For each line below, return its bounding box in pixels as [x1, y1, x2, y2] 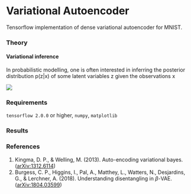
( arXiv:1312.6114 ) [14, 162, 56, 169]
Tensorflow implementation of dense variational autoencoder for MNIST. [6, 24, 183, 31]
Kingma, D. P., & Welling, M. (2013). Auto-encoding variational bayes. [14, 156, 183, 163]
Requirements [6, 98, 48, 106]
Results [6, 127, 28, 135]
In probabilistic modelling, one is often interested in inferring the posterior [6, 66, 186, 73]
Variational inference [6, 53, 59, 60]
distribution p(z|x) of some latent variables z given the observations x [6, 73, 176, 80]
